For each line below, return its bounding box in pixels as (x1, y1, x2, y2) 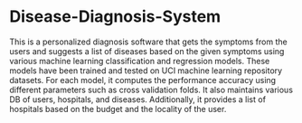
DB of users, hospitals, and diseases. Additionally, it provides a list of (9, 93, 267, 105)
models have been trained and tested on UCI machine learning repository (9, 65, 283, 76)
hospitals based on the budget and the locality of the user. (9, 103, 227, 114)
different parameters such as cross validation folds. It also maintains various (9, 84, 294, 95)
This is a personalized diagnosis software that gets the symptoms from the (9, 36, 288, 47)
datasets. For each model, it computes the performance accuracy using (9, 74, 277, 85)
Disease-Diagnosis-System (9, 6, 222, 27)
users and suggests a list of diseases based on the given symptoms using (9, 45, 285, 56)
